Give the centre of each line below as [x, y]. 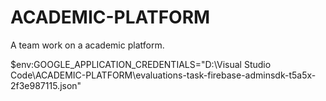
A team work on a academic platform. [87, 45]
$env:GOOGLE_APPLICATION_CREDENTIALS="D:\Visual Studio [141, 64]
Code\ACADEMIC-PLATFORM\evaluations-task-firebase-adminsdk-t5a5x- [163, 75]
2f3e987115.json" [46, 85]
